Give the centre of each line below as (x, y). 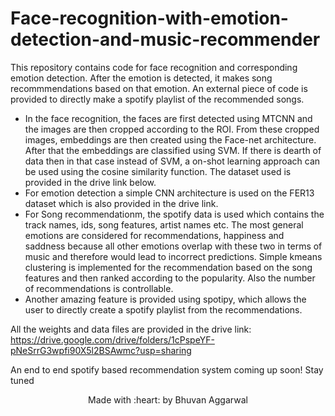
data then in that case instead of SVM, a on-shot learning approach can (172, 161)
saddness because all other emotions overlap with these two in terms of (173, 246)
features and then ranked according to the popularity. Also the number (170, 278)
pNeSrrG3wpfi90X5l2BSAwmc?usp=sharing (101, 350)
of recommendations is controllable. (99, 288)
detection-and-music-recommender (165, 39)
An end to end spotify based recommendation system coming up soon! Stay (167, 369)
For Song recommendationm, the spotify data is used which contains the (174, 214)
